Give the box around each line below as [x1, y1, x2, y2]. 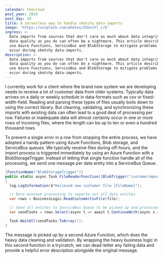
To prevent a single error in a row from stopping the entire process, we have [5, 134, 157, 140]
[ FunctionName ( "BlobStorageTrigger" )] [5, 170, 83, 174]
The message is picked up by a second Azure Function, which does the [5, 232, 148, 238]
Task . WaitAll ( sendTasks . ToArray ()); [9, 218, 83, 224]
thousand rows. [5, 125, 36, 131]
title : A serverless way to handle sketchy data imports [5, 20, 123, 26]
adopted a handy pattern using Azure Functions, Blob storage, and [5, 139, 138, 145]
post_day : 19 [5, 16, 32, 21]
